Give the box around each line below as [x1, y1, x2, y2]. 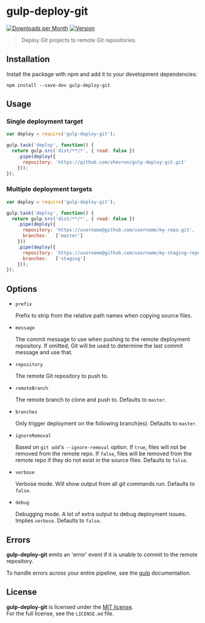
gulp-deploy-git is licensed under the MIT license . [6, 603, 134, 610]
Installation [6, 54, 50, 65]
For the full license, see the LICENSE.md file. [6, 610, 114, 617]
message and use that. [15, 349, 73, 356]
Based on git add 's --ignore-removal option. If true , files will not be [15, 444, 187, 451]
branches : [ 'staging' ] [22, 255, 86, 261]
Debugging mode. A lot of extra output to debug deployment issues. [15, 510, 187, 518]
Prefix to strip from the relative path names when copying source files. [15, 312, 192, 319]
